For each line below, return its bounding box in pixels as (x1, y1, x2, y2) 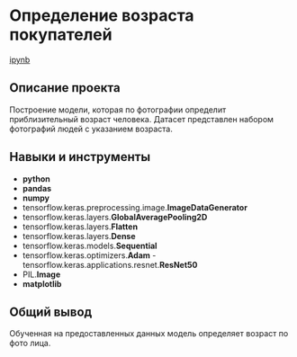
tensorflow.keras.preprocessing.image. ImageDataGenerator (22, 201, 247, 212)
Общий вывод (9, 304, 93, 319)
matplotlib (22, 278, 62, 289)
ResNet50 (158, 259, 198, 270)
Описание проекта (9, 80, 121, 95)
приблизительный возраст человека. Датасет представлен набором (9, 113, 274, 124)
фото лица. (9, 338, 51, 349)
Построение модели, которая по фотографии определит (9, 104, 227, 115)
